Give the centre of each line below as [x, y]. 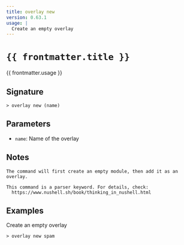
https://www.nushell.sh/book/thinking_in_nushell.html [82, 192]
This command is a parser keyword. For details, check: [77, 187]
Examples [25, 211]
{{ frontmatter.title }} [68, 57]
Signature [25, 92]
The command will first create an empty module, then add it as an [92, 171]
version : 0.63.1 [26, 17]
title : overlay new [31, 12]
